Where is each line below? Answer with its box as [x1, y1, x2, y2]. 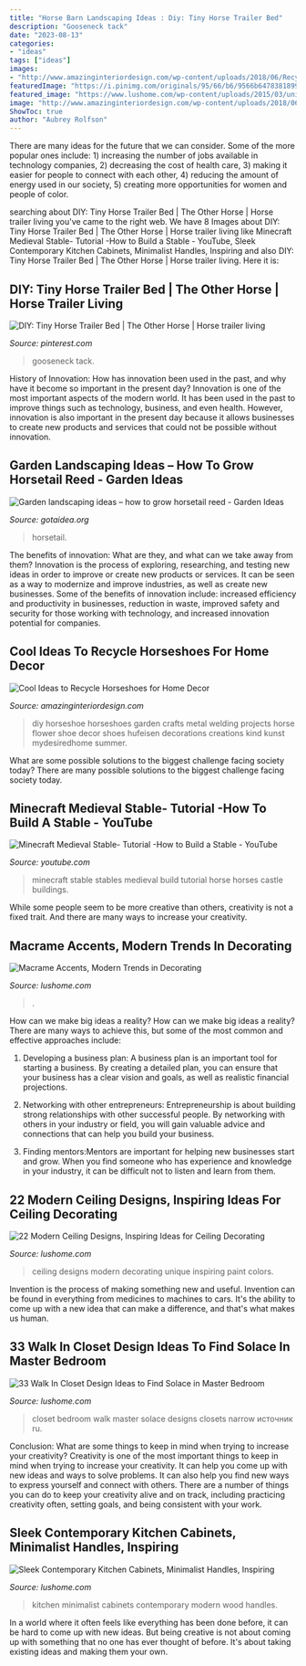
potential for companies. [9, 617, 101, 628]
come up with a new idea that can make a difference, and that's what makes [9, 1303, 296, 1313]
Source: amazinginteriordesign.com [9, 700, 144, 711]
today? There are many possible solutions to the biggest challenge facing [9, 764, 285, 775]
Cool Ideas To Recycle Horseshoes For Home [9, 644, 270, 659]
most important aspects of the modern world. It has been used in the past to [9, 392, 296, 403]
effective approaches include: [9, 1035, 121, 1046]
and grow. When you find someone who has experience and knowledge [22, 1156, 292, 1167]
